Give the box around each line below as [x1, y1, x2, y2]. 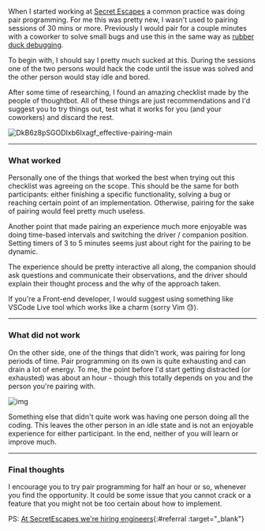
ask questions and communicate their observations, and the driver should [8, 271, 248, 280]
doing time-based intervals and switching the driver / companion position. [8, 230, 248, 240]
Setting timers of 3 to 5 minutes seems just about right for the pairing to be [8, 238, 251, 248]
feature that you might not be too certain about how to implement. [8, 499, 222, 508]
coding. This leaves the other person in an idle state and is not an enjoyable [8, 420, 254, 429]
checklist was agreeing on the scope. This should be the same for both [8, 181, 239, 191]
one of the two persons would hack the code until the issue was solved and [8, 64, 254, 73]
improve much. [8, 437, 57, 447]
